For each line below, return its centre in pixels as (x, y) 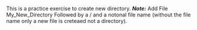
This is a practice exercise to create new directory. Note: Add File (87, 9)
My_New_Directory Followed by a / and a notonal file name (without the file (99, 15)
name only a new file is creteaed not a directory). (67, 21)
